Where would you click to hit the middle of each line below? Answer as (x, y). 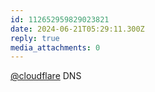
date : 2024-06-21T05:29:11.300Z (77, 29)
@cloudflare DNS (46, 76)
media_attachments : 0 (55, 47)
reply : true (35, 38)
